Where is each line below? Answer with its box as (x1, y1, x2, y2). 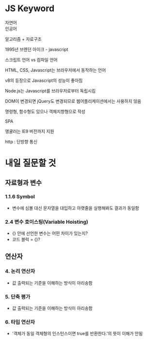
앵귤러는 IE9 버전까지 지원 (5, 128, 54, 134)
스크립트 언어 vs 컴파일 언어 (5, 57, 58, 62)
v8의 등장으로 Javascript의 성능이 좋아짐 (5, 77, 83, 83)
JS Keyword (5, 3, 55, 14)
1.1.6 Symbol (5, 193, 35, 200)
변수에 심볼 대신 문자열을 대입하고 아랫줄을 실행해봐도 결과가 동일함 (12, 205, 139, 211)
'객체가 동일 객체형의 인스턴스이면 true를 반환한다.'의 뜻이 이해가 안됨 (12, 331, 143, 337)
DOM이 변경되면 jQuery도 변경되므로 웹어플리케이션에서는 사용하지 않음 (5, 98, 142, 104)
